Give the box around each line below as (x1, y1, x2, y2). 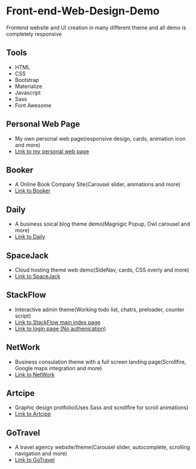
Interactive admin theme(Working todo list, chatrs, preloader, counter (14, 306, 185, 313)
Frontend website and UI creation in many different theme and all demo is (6, 24, 186, 31)
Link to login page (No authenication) (14, 325, 106, 332)
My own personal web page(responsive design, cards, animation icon (14, 135, 186, 142)
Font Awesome (14, 102, 52, 109)
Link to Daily (14, 233, 46, 240)
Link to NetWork (14, 371, 55, 378)
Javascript (14, 89, 41, 96)
